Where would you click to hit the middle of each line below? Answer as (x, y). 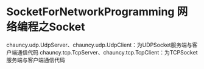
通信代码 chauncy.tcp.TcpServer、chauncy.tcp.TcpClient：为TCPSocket (107, 52)
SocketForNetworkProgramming (90, 12)
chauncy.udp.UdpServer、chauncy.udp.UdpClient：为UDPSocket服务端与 (100, 45)
